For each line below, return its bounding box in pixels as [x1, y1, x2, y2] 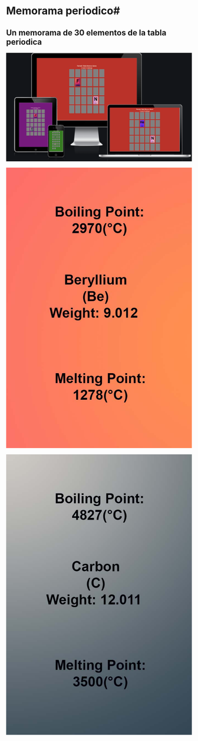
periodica [6, 37, 42, 47]
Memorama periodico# [6, 4, 120, 18]
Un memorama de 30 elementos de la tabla [6, 28, 167, 38]
